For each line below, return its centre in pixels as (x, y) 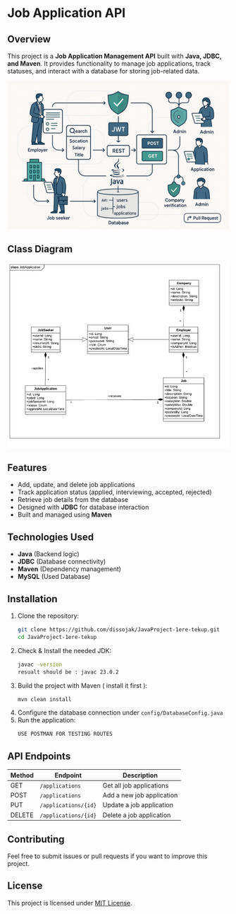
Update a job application (138, 805)
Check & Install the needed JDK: (64, 650)
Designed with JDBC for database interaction (83, 508)
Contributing (36, 839)
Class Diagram (40, 249)
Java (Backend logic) (48, 554)
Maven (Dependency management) (69, 569)
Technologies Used (50, 537)
